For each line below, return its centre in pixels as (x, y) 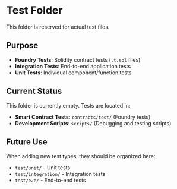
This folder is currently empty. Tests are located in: (68, 105)
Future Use (27, 142)
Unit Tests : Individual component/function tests (73, 73)
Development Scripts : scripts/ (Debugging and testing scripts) (93, 123)
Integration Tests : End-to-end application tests (73, 66)
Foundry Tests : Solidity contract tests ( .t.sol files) (78, 59)
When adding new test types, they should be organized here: (81, 156)
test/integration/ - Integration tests (60, 174)
